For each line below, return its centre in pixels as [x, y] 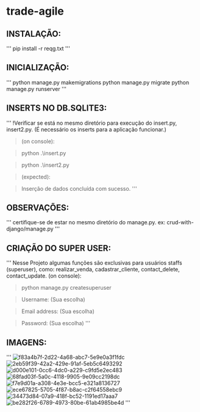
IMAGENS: [27, 343]
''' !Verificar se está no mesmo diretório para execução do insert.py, [92, 123]
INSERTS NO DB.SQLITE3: [57, 108]
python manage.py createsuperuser [66, 288]
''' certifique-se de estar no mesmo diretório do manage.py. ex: [86, 223]
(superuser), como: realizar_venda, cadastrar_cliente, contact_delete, [93, 270]
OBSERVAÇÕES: [38, 208]
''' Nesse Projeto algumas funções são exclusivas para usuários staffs [94, 263]
